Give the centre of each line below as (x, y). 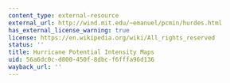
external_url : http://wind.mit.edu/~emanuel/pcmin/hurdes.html (115, 23)
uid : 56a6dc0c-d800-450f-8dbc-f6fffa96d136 (82, 60)
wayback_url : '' (35, 67)
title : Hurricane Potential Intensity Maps (82, 52)
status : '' (26, 45)
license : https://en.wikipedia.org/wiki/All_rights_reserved (112, 38)
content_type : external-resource (64, 15)
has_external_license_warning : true (69, 30)
